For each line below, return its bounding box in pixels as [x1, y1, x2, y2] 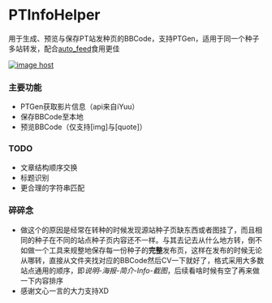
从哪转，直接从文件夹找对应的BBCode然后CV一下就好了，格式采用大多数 [19, 255, 265, 265]
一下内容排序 [19, 275, 63, 285]
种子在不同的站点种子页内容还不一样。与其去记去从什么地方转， [34, 235, 248, 245]
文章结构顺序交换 [19, 162, 78, 172]
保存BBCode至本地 [19, 112, 84, 122]
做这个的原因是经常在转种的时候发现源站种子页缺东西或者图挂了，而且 [19, 225, 256, 235]
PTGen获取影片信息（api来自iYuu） [19, 102, 140, 111]
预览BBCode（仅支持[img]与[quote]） [19, 122, 147, 132]
